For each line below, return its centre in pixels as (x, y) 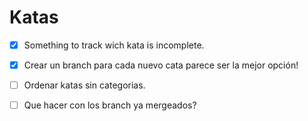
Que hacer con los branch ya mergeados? (110, 105)
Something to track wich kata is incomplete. (114, 45)
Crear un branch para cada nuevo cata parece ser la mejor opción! (161, 65)
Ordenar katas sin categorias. (84, 85)
